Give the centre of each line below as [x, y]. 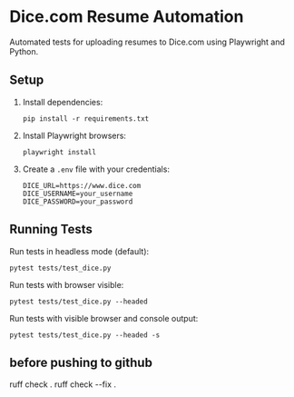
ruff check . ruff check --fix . [63, 384]
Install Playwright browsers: [74, 135]
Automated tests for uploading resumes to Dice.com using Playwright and [147, 42]
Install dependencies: [63, 102]
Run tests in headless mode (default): [79, 251]
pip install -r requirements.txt [86, 119]
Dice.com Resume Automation [127, 17]
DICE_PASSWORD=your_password [78, 202]
